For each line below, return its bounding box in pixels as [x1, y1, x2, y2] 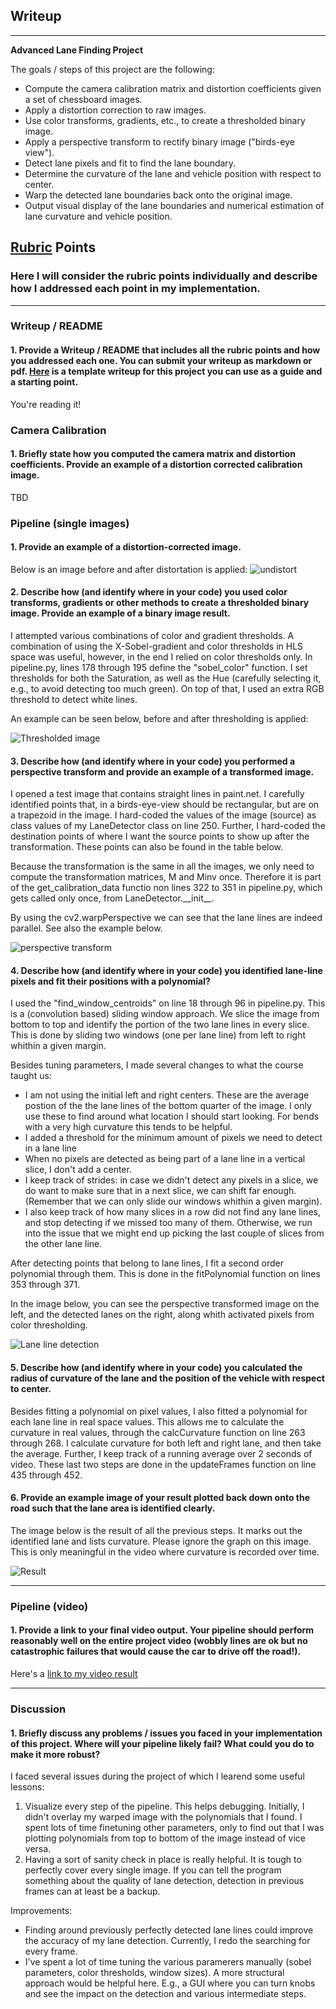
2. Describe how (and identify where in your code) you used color [10, 586, 288, 598]
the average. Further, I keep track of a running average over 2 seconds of [10, 1447, 313, 1459]
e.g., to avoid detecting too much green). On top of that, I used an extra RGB [10, 683, 325, 695]
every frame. [24, 1945, 78, 1958]
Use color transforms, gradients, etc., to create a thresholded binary [24, 114, 306, 126]
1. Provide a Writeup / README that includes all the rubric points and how [10, 344, 321, 356]
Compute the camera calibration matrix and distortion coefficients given [24, 82, 322, 94]
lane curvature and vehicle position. [24, 210, 173, 222]
